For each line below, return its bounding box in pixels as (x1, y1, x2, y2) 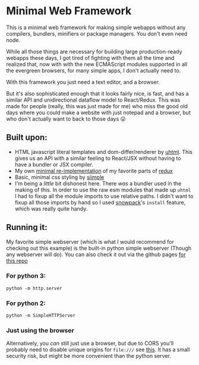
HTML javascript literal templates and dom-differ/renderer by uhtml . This (14, 148, 193, 155)
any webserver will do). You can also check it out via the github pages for (6, 251, 186, 258)
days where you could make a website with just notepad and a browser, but (6, 109, 191, 116)
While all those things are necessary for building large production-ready (6, 48, 182, 55)
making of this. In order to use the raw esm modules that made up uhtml (14, 186, 191, 193)
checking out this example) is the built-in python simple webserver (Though (6, 244, 192, 251)
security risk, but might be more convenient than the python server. (6, 353, 171, 360)
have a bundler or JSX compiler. (14, 161, 94, 168)
